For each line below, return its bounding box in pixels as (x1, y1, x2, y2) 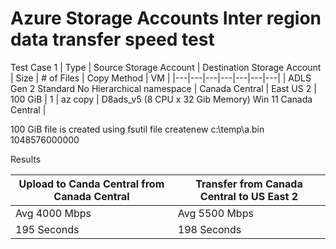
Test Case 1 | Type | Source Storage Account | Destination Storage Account (10, 61, 322, 73)
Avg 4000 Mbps (15, 206, 92, 220)
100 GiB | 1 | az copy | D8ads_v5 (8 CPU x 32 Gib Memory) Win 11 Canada (10, 93, 313, 105)
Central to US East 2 (199, 189, 299, 203)
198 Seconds (177, 222, 242, 236)
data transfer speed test (10, 28, 215, 51)
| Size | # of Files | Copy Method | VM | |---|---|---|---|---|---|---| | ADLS (10, 72, 312, 84)
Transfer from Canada (195, 177, 303, 191)
